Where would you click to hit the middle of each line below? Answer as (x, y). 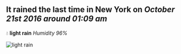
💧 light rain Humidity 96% (37, 33)
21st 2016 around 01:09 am (57, 19)
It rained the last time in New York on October (90, 10)
